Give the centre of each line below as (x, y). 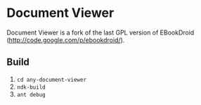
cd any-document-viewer (52, 80)
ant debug (31, 94)
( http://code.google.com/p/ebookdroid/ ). (66, 39)
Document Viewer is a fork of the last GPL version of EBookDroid (100, 32)
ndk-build (31, 87)
